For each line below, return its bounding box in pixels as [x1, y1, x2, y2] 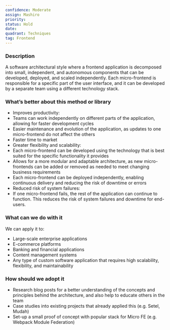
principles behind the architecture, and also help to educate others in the [12, 292, 165, 299]
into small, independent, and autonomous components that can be [5, 70, 144, 76]
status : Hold [5, 21, 33, 27]
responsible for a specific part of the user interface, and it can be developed [5, 80, 165, 86]
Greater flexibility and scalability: [12, 142, 81, 148]
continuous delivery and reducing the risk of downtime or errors [12, 180, 147, 186]
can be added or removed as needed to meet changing [34, 163, 150, 170]
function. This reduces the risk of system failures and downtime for [12, 196, 153, 202]
